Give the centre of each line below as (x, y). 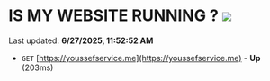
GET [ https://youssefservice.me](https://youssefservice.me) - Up (141, 58)
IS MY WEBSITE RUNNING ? (114, 16)
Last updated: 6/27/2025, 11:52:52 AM (81, 40)
